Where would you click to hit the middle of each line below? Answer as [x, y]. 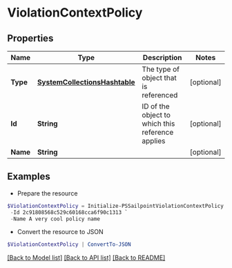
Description [162, 58]
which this [158, 124]
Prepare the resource [47, 193]
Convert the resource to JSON [60, 232]
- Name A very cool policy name [55, 219]
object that [159, 78]
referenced [160, 95]
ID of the [156, 106]
